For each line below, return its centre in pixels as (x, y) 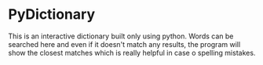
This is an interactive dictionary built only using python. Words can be (121, 36)
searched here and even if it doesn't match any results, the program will (124, 44)
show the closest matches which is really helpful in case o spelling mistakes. (132, 52)
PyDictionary (52, 14)
